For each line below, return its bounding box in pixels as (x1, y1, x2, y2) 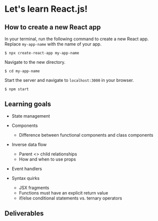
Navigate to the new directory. (4, 59, 66, 65)
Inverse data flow (11, 141, 47, 147)
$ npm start (4, 87, 29, 92)
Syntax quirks (11, 175, 40, 181)
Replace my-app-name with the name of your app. (4, 41, 102, 47)
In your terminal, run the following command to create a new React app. (4, 36, 149, 42)
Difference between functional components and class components (19, 132, 154, 138)
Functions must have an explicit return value (19, 190, 109, 196)
